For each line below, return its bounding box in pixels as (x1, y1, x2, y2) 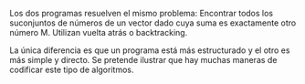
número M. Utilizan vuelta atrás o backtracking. (9, 27, 188, 37)
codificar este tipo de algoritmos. (9, 64, 134, 75)
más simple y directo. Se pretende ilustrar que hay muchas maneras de (9, 55, 278, 65)
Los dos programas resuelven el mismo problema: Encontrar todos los (9, 8, 274, 18)
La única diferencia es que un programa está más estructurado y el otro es (9, 45, 290, 56)
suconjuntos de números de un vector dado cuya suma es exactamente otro (9, 17, 297, 28)
